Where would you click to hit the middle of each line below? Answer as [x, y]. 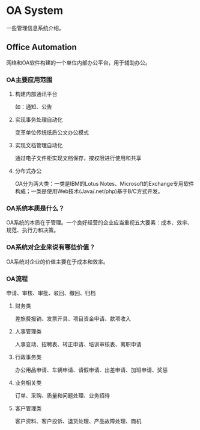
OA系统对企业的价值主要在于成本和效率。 [57, 261]
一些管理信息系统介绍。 [35, 28]
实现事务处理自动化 [39, 120]
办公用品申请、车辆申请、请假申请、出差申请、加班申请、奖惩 [91, 370]
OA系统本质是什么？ [35, 208]
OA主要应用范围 [29, 80]
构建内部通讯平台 [36, 94]
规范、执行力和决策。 [32, 230]
